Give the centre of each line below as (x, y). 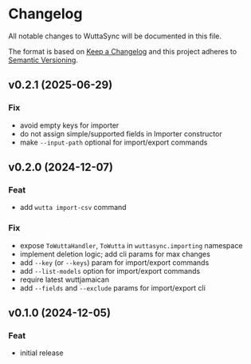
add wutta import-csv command (73, 208)
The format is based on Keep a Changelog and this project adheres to (123, 51)
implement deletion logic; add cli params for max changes (115, 254)
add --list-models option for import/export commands (110, 271)
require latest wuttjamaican (65, 279)
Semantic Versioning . (43, 60)
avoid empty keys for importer (69, 125)
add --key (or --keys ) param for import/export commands (114, 262)
